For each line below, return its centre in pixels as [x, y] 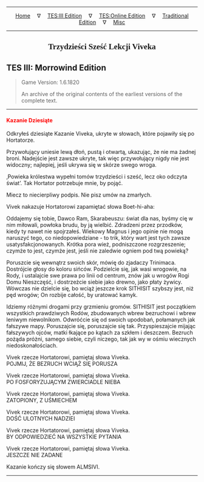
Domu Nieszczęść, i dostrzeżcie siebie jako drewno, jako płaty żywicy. [94, 282]
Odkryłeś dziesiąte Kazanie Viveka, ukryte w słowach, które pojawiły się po [100, 134]
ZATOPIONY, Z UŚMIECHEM [42, 400]
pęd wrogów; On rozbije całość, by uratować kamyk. [72, 295]
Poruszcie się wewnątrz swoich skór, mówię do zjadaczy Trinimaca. [91, 263]
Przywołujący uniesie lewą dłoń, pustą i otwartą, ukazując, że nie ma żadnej [101, 152]
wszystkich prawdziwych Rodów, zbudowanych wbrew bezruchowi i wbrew [101, 313]
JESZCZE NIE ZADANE [35, 455]
